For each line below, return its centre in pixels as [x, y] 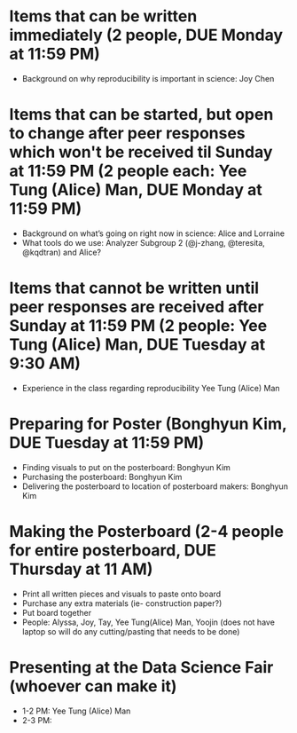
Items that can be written [103, 16]
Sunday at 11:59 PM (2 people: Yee [138, 326]
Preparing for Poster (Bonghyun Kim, [148, 424]
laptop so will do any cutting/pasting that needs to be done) [131, 631]
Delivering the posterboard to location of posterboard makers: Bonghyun [155, 486]
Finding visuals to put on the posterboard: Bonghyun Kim [126, 467]
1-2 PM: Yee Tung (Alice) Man [76, 711]
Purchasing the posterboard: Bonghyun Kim [102, 477]
